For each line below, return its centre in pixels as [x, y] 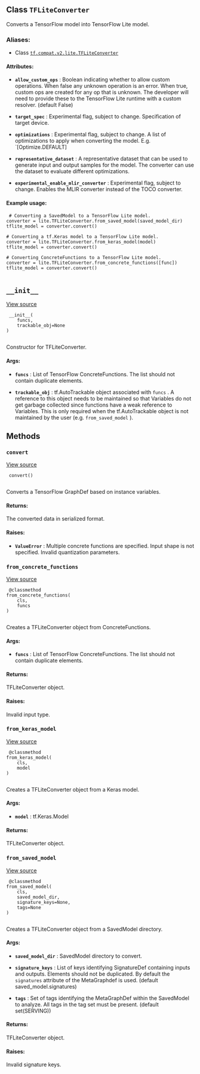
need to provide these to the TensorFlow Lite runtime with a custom [98, 99]
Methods [23, 436]
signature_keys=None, [44, 902]
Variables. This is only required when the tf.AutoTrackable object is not [101, 411]
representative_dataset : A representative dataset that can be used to [101, 159]
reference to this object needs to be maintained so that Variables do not [103, 398]
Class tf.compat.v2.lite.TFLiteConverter [67, 53]
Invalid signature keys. [34, 1064]
